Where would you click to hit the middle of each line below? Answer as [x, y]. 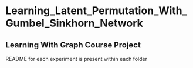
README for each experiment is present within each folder [77, 59]
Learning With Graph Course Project [73, 45]
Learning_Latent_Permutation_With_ [97, 11]
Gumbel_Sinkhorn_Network [74, 23]
